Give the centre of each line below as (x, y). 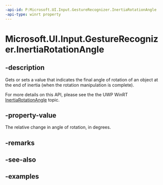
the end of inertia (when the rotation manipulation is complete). (70, 85)
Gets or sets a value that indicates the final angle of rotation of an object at (81, 79)
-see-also (21, 160)
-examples (22, 177)
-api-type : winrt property (33, 14)
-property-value (31, 115)
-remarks (20, 143)
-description (25, 68)
